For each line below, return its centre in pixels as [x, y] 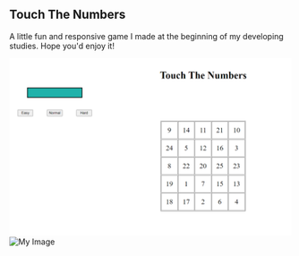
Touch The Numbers [68, 15]
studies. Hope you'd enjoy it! [62, 46]
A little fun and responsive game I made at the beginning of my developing [146, 36]
